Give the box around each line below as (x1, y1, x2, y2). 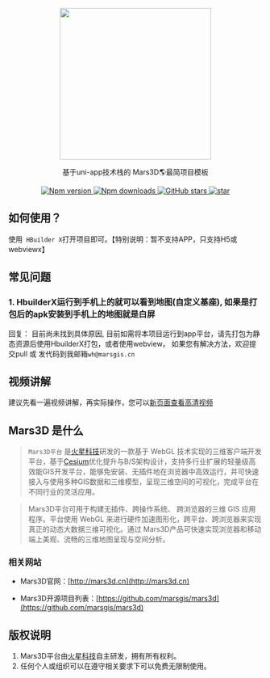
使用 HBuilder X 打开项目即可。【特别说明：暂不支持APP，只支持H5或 (8, 234, 238, 244)
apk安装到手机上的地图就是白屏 (33, 309, 156, 320)
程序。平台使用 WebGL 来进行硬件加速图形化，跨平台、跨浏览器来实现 (27, 514, 262, 524)
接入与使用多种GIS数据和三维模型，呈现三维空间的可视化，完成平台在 (27, 477, 260, 486)
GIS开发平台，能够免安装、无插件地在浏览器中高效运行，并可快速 (42, 467, 260, 477)
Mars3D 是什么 (8, 423, 84, 437)
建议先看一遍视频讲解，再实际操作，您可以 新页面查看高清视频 (8, 398, 214, 407)
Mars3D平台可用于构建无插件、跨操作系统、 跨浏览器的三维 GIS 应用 (27, 504, 256, 514)
